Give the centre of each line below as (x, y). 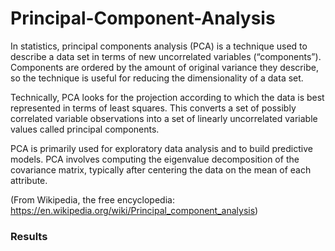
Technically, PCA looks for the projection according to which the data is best (167, 97)
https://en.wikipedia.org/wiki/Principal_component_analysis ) (134, 210)
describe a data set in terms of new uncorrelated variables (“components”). (166, 56)
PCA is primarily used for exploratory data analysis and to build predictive (161, 148)
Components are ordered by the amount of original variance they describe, (164, 67)
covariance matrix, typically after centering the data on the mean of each (161, 169)
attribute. (29, 180)
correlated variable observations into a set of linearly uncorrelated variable (164, 118)
